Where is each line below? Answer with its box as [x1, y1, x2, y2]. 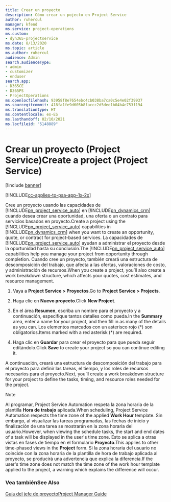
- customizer [5, 69, 33, 75]
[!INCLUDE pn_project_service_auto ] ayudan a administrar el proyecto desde [5, 240, 165, 246]
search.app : [5, 79, 31, 84]
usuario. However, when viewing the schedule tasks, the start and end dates [5, 428, 165, 435]
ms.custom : [5, 31, 29, 36]
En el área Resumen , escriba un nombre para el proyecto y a [12, 307, 141, 314]
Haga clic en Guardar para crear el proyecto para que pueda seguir [12, 339, 155, 345]
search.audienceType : [5, 60, 52, 65]
